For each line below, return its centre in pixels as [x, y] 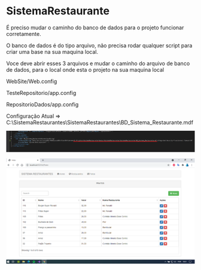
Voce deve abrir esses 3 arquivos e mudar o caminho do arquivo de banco [98, 63]
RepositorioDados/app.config [42, 104]
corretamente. [24, 33]
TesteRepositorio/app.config [41, 93]
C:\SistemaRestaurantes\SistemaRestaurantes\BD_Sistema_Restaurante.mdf [100, 122]
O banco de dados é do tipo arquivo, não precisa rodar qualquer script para [99, 45]
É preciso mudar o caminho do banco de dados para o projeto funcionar [95, 27]
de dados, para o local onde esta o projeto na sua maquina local [85, 69]
